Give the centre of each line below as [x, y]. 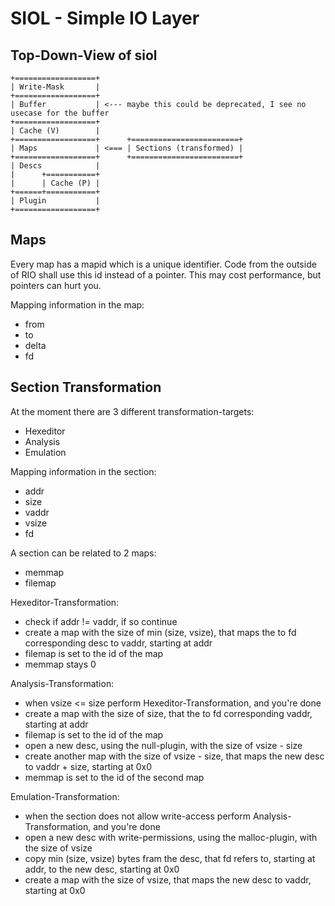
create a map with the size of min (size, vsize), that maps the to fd [160, 632]
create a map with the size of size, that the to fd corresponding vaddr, [168, 713]
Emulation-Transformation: [65, 796]
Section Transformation [86, 387]
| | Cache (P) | [55, 183]
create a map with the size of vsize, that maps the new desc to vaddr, [168, 879]
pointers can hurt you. [56, 285]
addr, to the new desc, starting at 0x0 [102, 869]
